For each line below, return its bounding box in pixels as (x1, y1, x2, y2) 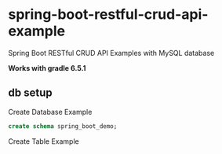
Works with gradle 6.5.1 (8, 63, 86, 72)
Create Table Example (8, 136, 80, 146)
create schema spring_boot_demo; (8, 122, 118, 130)
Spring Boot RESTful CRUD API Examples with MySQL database (8, 48, 215, 57)
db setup (8, 86, 53, 100)
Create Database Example (8, 107, 93, 116)
